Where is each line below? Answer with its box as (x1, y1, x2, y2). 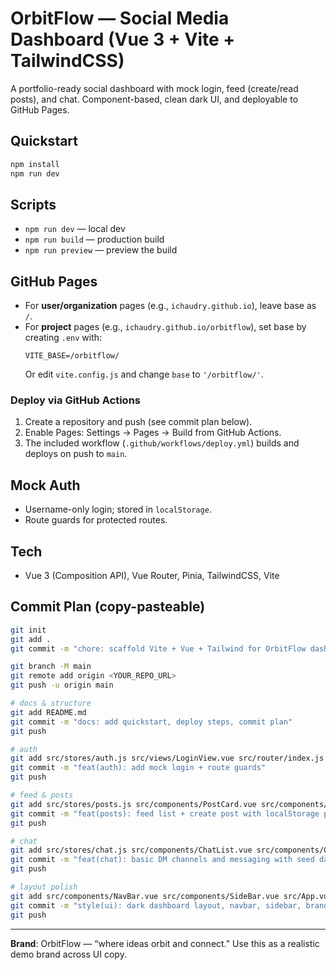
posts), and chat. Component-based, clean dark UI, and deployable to (10, 93, 299, 105)
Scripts (10, 196, 57, 213)
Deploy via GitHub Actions (10, 393, 141, 407)
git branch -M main (10, 662, 92, 672)
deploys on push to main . (24, 448, 128, 460)
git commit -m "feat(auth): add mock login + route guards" (10, 763, 267, 773)
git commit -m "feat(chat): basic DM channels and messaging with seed (10, 855, 315, 865)
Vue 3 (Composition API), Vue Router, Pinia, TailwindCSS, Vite (24, 570, 280, 582)
